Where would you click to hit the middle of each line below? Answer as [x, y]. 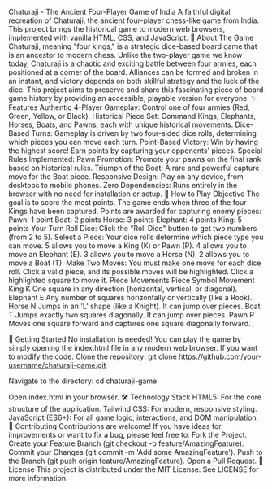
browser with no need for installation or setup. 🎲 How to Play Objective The [134, 194]
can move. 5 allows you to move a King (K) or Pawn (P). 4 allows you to [128, 246]
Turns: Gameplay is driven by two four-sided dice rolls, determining [144, 133]
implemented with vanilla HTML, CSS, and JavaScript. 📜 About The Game [131, 37]
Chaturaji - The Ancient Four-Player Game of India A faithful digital [119, 12]
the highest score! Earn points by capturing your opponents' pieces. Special [136, 151]
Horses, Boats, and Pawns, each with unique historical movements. [121, 124]
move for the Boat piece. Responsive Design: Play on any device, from [126, 177]
